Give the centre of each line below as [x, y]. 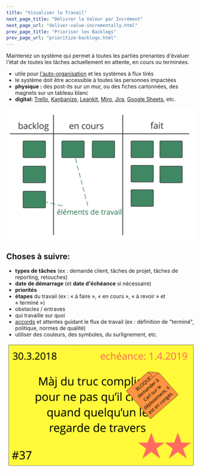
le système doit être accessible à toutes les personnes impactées [96, 80]
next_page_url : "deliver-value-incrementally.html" [72, 25]
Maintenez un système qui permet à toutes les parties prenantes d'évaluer [98, 56]
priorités [26, 290]
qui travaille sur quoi [40, 315]
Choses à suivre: [38, 256]
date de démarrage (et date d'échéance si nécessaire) [83, 284]
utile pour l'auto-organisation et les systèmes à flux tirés [84, 74]
